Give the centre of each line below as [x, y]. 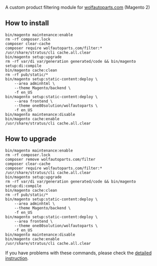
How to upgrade [31, 139]
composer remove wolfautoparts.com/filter [50, 159]
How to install [27, 23]
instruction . [17, 258]
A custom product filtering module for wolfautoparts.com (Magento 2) [77, 7]
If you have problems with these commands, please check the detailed [78, 253]
